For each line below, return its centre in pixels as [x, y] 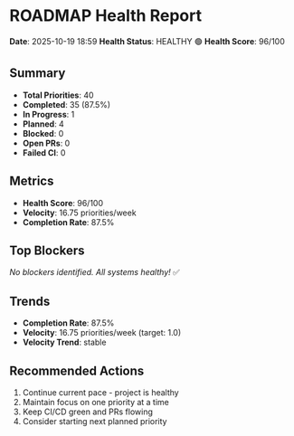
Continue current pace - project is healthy [100, 393]
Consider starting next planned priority [95, 421]
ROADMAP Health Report [105, 16]
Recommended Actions [77, 370]
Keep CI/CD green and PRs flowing [88, 412]
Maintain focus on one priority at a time [96, 402]
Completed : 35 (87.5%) [66, 104]
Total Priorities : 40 [58, 95]
